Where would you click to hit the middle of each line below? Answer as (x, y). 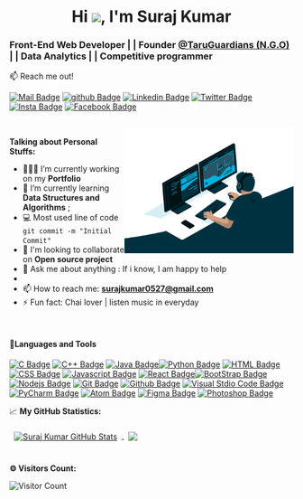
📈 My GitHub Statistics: (55, 411)
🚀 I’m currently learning (66, 188)
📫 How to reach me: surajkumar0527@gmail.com (118, 289)
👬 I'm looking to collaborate (73, 249)
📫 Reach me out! (41, 76)
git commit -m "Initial (67, 231)
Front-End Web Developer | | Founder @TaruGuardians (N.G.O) (150, 45)
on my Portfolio (51, 179)
